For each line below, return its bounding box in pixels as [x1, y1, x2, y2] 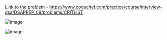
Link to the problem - [5, 4, 48, 10]
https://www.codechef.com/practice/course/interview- [49, 4, 162, 10]
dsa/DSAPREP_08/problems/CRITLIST [5, 9, 83, 15]
